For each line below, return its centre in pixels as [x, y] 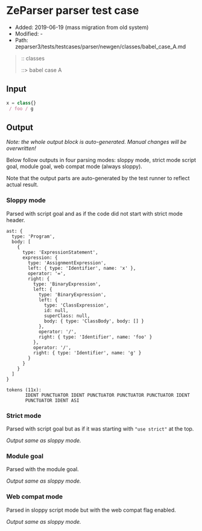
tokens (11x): [24, 390]
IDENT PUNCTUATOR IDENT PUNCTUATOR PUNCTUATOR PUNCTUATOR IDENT [107, 395]
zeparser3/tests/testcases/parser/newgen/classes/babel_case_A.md [100, 47]
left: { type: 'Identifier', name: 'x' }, [82, 268]
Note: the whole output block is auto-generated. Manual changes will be [96, 142]
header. [16, 220]
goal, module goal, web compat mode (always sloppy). [74, 166]
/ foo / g [21, 109]
